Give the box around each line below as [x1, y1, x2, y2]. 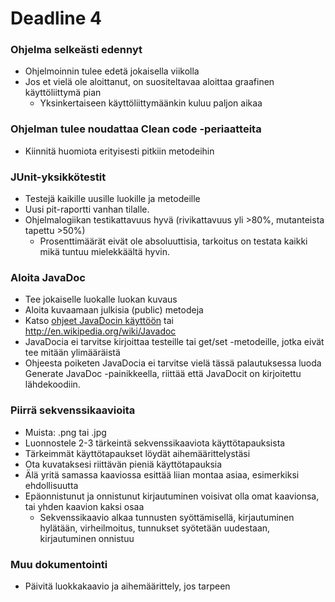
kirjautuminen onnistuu [39, 532, 135, 544]
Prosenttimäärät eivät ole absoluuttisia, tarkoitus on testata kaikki [39, 235, 308, 247]
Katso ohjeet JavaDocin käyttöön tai [24, 315, 174, 327]
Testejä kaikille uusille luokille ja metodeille [24, 193, 201, 205]
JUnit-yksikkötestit [10, 170, 107, 184]
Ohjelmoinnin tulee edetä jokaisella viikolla [24, 65, 200, 77]
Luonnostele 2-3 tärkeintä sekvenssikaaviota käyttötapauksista [24, 437, 286, 449]
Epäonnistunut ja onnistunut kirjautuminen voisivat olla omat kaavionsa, [24, 490, 320, 502]
